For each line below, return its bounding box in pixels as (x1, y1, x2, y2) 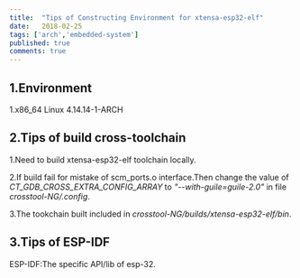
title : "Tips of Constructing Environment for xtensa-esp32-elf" (9, 13, 264, 23)
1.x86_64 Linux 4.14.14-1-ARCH (9, 104, 123, 115)
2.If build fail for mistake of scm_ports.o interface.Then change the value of (9, 171, 290, 182)
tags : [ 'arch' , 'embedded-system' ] (9, 30, 140, 39)
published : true (9, 38, 70, 48)
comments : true (9, 47, 67, 56)
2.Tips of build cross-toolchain (9, 130, 186, 145)
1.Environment (9, 80, 93, 96)
